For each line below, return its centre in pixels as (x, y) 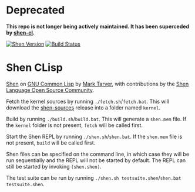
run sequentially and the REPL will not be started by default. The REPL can (96, 160)
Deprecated (36, 10)
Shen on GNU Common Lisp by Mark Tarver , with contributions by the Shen (97, 84)
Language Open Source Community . (50, 90)
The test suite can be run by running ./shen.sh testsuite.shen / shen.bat (94, 178)
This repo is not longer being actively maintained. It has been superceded (98, 26)
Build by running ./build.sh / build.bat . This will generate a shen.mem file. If (96, 119)
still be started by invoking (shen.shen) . (54, 166)
